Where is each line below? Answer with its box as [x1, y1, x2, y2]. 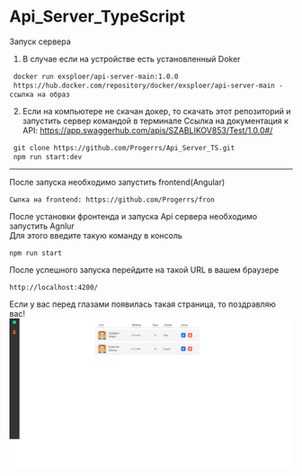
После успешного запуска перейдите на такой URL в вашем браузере [9, 264, 280, 275]
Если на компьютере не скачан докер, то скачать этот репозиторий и [22, 105, 291, 116]
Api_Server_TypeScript [9, 6, 186, 27]
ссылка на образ [9, 90, 70, 99]
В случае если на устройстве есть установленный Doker [22, 53, 241, 64]
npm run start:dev [13, 152, 83, 161]
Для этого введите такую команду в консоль [9, 229, 182, 240]
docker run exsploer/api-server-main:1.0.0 [13, 72, 179, 81]
